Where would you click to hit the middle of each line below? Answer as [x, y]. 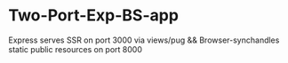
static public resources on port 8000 [76, 49]
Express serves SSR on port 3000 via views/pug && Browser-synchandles [144, 40]
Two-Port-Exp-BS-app [94, 16]
